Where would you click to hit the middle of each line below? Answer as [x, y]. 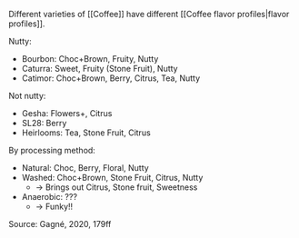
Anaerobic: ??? [50, 197]
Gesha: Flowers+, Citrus [67, 113]
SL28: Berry [44, 123]
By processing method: [52, 150]
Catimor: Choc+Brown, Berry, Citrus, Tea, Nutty [111, 78]
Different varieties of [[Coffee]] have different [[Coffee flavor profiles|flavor [149, 14]
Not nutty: [27, 96]
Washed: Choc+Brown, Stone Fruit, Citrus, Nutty [112, 178]
